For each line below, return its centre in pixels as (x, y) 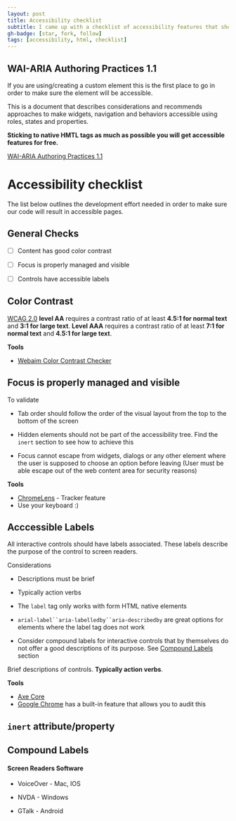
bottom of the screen (48, 421)
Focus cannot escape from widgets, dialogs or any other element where (122, 455)
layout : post (26, 14)
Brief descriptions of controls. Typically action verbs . (85, 670)
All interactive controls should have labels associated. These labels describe (118, 544)
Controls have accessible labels (64, 279)
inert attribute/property (61, 726)
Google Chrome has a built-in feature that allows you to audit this (111, 704)
